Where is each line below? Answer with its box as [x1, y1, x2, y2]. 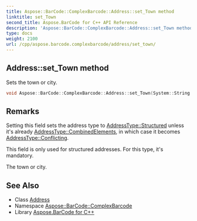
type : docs [6, 31, 33, 36]
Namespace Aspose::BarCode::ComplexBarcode [14, 202, 133, 209]
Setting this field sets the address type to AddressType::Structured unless [6, 122, 185, 129]
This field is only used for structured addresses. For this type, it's [6, 146, 164, 153]
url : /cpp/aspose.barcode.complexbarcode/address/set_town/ [6, 42, 157, 48]
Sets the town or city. [6, 79, 57, 86]
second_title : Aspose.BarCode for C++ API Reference [6, 19, 138, 25]
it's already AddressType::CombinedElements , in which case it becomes [6, 128, 181, 135]
